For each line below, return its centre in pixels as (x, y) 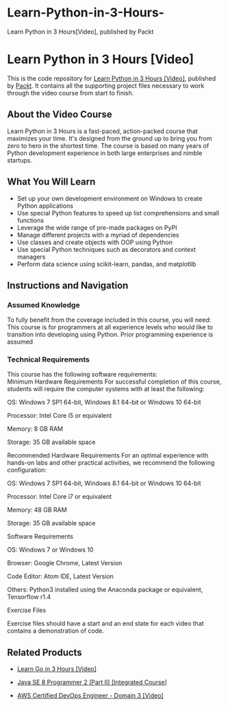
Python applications (45, 205)
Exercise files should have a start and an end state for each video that (105, 624)
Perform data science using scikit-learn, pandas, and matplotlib (106, 264)
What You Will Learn (51, 182)
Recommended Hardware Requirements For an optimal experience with (108, 456)
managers (31, 257)
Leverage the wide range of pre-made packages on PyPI (97, 227)
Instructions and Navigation (68, 285)
